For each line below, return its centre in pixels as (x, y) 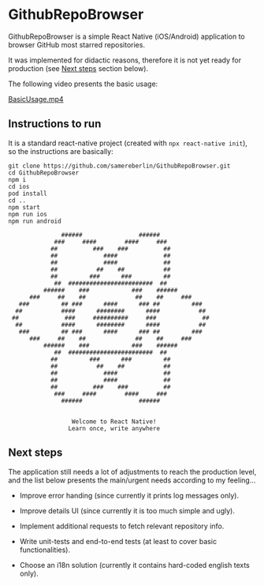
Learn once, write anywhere (114, 428)
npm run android (35, 221)
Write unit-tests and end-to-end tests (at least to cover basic (118, 541)
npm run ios (28, 214)
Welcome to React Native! (114, 421)
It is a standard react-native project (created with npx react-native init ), (128, 143)
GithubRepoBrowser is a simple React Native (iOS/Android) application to (127, 36)
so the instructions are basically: (61, 151)
